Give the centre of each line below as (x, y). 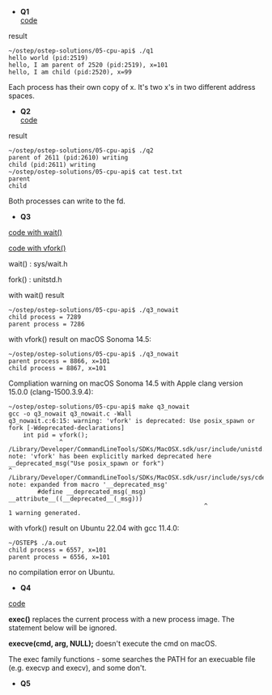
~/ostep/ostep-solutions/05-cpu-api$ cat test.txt (96, 172)
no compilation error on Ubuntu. (62, 572)
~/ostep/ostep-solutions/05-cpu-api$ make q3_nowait (99, 407)
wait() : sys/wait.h (38, 264)
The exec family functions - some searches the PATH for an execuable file (132, 659)
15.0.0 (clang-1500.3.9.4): (51, 392)
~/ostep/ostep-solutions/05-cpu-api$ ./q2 (81, 151)
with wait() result (36, 295)
